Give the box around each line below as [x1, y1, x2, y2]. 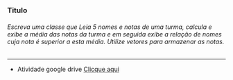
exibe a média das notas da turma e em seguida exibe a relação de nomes [7, 30, 222, 38]
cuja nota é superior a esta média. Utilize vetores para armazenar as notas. [7, 37, 225, 46]
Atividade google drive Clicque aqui [17, 65, 120, 74]
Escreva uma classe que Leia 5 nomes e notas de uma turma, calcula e [7, 23, 213, 31]
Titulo [7, 6, 28, 15]
